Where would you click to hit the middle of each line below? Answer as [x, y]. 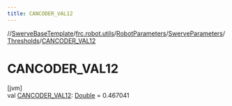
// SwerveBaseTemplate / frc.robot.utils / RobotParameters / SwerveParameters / [116, 33]
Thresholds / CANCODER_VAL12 [52, 41]
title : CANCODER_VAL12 [40, 14]
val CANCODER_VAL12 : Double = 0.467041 [69, 95]
